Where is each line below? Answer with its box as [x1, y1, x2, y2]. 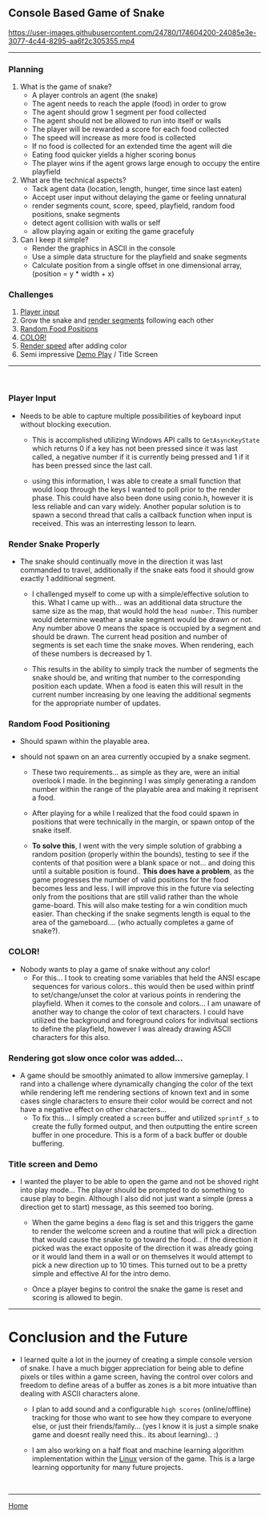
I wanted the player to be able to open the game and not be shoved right [19, 1177, 259, 1187]
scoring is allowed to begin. [31, 1293, 123, 1303]
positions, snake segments [31, 210, 120, 219]
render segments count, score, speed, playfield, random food [31, 201, 235, 211]
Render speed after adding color [19, 341, 127, 351]
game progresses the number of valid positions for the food [31, 875, 229, 885]
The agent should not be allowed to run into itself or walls [31, 116, 222, 126]
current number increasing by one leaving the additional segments [31, 690, 251, 699]
